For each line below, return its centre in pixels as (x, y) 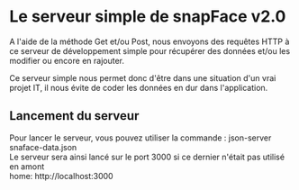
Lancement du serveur (74, 116)
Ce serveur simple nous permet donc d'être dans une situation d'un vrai (143, 77)
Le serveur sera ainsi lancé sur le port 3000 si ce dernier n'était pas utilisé (147, 157)
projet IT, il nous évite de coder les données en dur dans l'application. (139, 87)
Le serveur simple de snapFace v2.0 (148, 17)
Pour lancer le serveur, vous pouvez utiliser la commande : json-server (140, 138)
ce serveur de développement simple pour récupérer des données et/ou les (150, 50)
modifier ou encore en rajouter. (67, 60)
